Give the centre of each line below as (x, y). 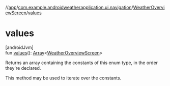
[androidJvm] (20, 47)
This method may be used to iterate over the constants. (63, 78)
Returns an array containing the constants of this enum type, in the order (82, 63)
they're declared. (23, 68)
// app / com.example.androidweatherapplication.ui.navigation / (69, 7)
